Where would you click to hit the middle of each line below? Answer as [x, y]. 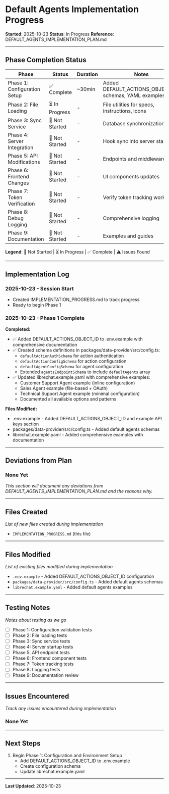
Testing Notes [28, 608]
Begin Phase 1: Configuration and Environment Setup [67, 756]
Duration [87, 74]
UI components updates [131, 176]
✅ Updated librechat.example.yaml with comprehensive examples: [81, 377]
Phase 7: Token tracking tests [43, 664]
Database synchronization [134, 123]
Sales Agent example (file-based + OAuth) [64, 388]
